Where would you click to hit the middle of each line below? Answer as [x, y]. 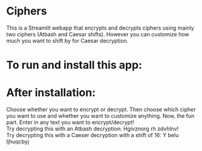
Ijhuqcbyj [18, 142]
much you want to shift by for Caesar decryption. [67, 40]
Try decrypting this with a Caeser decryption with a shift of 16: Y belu [93, 135]
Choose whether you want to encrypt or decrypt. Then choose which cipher [101, 109]
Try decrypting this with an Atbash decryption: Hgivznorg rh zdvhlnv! [93, 129]
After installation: [51, 93]
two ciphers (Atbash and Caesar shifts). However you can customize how [98, 34]
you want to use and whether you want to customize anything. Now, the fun [100, 116]
